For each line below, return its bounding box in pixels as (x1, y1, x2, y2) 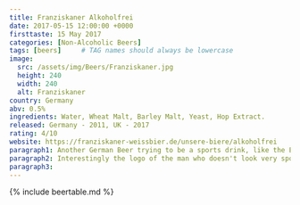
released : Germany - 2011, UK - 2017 (9, 121, 150, 130)
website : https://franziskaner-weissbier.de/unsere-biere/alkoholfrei (9, 137, 278, 146)
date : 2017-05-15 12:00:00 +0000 (9, 21, 134, 30)
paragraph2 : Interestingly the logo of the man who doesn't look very (9, 153, 278, 163)
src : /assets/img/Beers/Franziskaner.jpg (17, 63, 174, 72)
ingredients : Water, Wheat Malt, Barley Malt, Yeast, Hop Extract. (9, 112, 266, 121)
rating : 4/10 (9, 129, 58, 138)
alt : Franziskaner (17, 87, 87, 96)
